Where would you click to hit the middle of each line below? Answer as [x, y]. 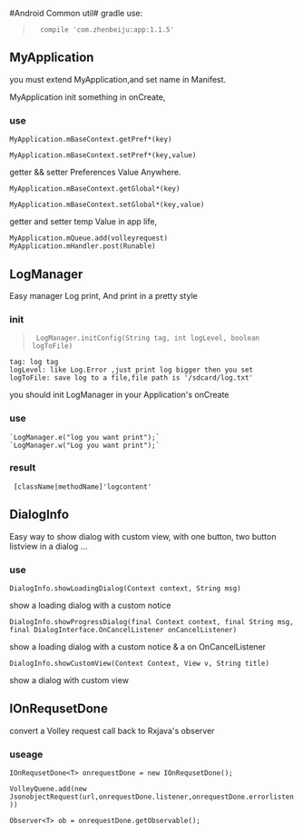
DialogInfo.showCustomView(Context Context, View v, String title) [140, 663]
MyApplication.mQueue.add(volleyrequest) [89, 238]
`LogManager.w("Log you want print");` [85, 445]
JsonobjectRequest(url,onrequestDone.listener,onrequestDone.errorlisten [152, 797]
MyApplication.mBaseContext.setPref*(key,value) [103, 155]
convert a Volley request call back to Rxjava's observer [112, 730]
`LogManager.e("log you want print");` [85, 437]
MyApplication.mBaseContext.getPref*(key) [91, 140]
